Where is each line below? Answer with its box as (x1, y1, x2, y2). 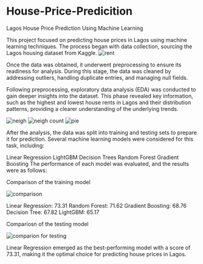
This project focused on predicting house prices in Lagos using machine (6, 36, 187, 43)
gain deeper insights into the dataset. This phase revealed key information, (6, 92, 193, 99)
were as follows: (6, 166, 47, 174)
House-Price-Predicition (6, 4, 132, 18)
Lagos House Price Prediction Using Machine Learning (6, 24, 143, 32)
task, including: (6, 141, 44, 149)
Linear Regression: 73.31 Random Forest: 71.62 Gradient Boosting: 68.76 (6, 202, 187, 209)
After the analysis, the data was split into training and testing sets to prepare (6, 129, 198, 136)
